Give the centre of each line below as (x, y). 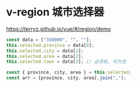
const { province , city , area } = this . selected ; (69, 72)
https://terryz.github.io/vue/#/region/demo (59, 29)
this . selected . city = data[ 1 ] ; (45, 51)
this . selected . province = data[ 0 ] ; (50, 45)
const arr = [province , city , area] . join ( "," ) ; (66, 78)
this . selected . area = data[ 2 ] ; (45, 56)
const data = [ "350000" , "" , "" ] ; (49, 40)
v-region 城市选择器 (55, 12)
